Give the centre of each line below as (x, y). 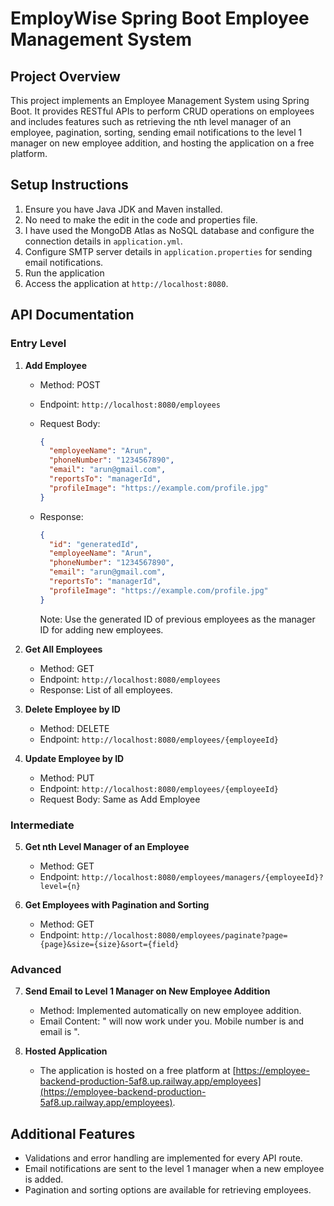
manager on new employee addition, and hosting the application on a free (162, 143)
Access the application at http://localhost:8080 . (126, 283)
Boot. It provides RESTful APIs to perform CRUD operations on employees (162, 111)
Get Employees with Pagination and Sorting (117, 904)
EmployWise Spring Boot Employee (160, 18)
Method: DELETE (74, 728)
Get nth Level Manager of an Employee (107, 846)
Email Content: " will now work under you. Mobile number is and (172, 1021)
